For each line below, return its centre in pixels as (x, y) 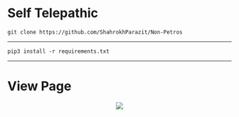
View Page (39, 86)
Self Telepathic (53, 13)
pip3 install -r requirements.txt (59, 51)
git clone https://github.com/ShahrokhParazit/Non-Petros (95, 32)
